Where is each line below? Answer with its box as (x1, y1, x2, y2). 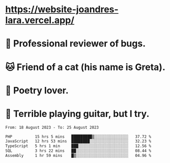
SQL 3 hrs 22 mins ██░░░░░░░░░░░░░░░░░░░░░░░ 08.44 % (5, 148, 152, 154)
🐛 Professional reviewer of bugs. (5, 38, 146, 50)
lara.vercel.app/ (5, 14, 75, 26)
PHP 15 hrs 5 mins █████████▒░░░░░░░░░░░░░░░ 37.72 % (5, 134, 152, 139)
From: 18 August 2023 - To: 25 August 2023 (5, 125, 99, 130)
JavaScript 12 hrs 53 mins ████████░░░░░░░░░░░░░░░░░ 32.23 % (5, 139, 152, 144)
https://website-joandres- (5, 4, 119, 15)
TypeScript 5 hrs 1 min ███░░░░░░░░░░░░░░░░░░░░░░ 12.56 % (5, 144, 152, 149)
